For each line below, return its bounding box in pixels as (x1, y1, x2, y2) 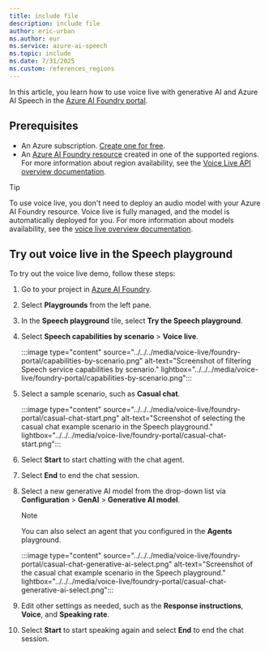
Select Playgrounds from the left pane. (20, 300, 152, 310)
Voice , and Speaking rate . (20, 609, 110, 619)
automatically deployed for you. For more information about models (9, 215, 234, 225)
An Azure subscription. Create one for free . (20, 140, 165, 150)
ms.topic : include (9, 50, 71, 58)
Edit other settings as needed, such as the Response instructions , (20, 601, 244, 611)
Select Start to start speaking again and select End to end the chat (20, 626, 244, 635)
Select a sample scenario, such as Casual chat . (20, 389, 181, 398)
